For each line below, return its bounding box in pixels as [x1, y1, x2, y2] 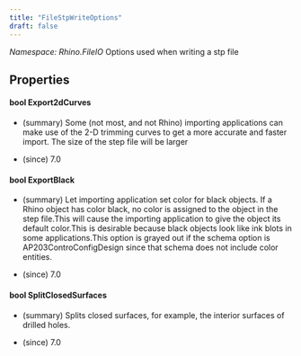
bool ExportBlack [9, 174, 75, 185]
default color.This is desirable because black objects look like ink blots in [22, 223, 292, 234]
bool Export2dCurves [9, 97, 92, 108]
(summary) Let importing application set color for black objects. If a [22, 194, 272, 205]
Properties [9, 72, 70, 87]
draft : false [9, 22, 58, 31]
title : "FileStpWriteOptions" [9, 13, 123, 22]
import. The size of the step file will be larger [22, 137, 189, 147]
